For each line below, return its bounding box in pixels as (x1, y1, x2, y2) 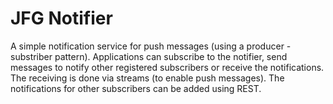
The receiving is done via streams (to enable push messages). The (10, 72, 285, 84)
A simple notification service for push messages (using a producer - (10, 40, 292, 52)
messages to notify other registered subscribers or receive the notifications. (10, 61, 325, 73)
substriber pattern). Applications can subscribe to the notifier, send (10, 50, 288, 62)
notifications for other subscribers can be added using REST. (10, 82, 262, 94)
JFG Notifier (10, 7, 113, 30)
